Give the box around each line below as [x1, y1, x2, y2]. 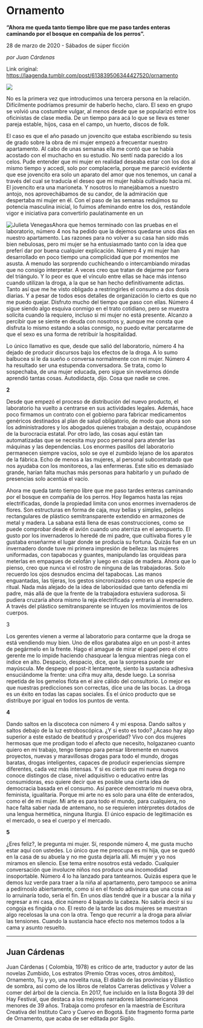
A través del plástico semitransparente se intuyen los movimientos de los [6, 602, 188, 610]
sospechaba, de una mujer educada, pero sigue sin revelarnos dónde [6, 367, 179, 375]
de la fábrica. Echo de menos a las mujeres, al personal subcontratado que [6, 455, 193, 463]
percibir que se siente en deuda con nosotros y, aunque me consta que [6, 317, 184, 325]
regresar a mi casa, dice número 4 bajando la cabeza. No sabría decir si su [6, 898, 193, 905]
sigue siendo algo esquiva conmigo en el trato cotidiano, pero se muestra [6, 305, 189, 312]
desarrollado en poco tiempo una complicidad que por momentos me [6, 253, 179, 260]
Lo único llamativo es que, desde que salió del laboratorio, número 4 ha [6, 342, 184, 349]
